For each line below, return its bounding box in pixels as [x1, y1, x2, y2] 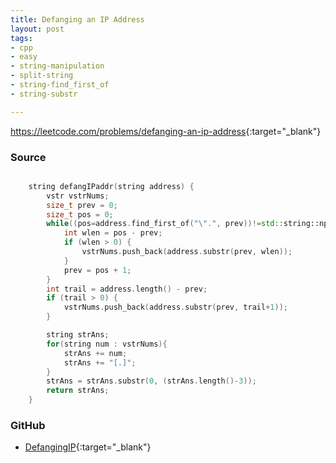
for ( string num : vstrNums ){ [46, 339, 168, 349]
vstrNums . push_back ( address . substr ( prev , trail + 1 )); [63, 302, 288, 313]
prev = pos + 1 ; [63, 265, 132, 275]
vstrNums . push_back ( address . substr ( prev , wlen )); [81, 247, 293, 257]
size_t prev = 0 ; [46, 200, 118, 210]
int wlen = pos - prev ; [63, 228, 163, 238]
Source [10, 150, 47, 164]
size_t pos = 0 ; [46, 209, 114, 220]
